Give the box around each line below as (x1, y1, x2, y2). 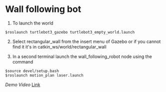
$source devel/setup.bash (5, 68, 59, 73)
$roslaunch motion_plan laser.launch (5, 72, 84, 78)
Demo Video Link (5, 81, 41, 87)
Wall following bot (5, 3, 81, 15)
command (12, 58, 33, 64)
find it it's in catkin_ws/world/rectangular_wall (12, 43, 107, 49)
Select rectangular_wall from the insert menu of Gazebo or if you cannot (12, 38, 161, 44)
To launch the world (12, 20, 54, 26)
